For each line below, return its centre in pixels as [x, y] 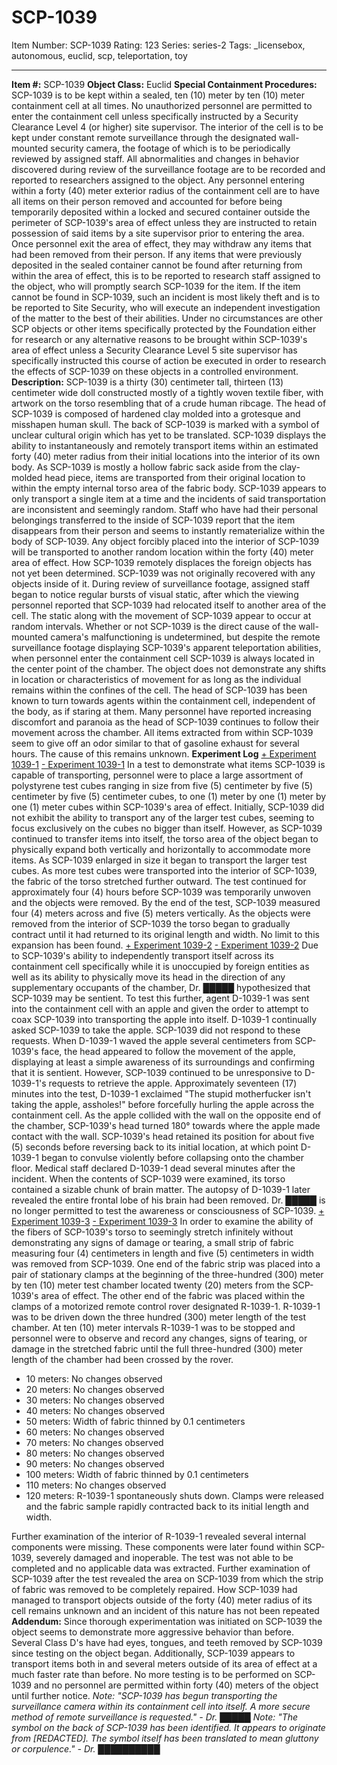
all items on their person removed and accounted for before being [147, 201]
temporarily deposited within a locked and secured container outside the [161, 212]
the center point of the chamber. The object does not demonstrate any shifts [169, 668]
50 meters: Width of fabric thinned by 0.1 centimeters [135, 1421]
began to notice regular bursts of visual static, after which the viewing [155, 594]
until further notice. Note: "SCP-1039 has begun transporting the [144, 1695]
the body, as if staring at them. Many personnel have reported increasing [161, 711]
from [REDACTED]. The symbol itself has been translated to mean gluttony [165, 1738]
